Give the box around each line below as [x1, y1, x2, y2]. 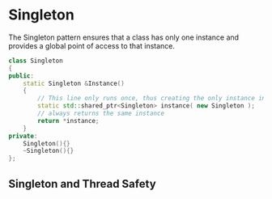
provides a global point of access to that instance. [8, 40, 176, 50]
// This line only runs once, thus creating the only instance [37, 95, 255, 103]
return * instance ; [37, 116, 100, 125]
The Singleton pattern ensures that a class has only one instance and [8, 32, 240, 42]
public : [8, 71, 35, 80]
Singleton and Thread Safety [8, 176, 156, 191]
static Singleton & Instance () [23, 79, 125, 87]
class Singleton [8, 57, 63, 65]
